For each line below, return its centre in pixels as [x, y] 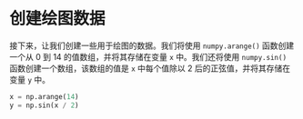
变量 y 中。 [30, 79]
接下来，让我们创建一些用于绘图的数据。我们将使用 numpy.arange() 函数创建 [152, 45]
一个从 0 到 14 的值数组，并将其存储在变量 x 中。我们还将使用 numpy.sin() [148, 56]
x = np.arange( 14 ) [44, 96]
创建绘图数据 [58, 19]
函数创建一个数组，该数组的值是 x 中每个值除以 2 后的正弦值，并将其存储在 [150, 68]
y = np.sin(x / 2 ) [44, 105]
